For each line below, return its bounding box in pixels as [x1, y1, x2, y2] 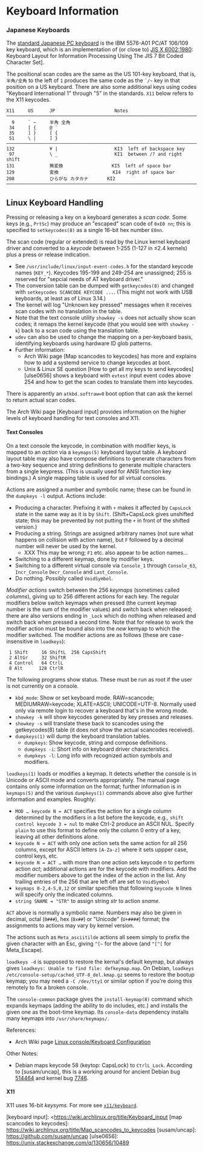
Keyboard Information [6, 4, 119, 18]
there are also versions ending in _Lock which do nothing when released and [6, 612, 196, 619]
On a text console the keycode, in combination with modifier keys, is [6, 442, 176, 449]
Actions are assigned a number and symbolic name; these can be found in [6, 485, 192, 493]
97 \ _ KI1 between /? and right [8, 151, 182, 158]
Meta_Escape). [6, 946, 43, 953]
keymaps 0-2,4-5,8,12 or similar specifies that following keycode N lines [14, 884, 192, 892]
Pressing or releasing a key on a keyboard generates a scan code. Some [6, 213, 187, 221]
